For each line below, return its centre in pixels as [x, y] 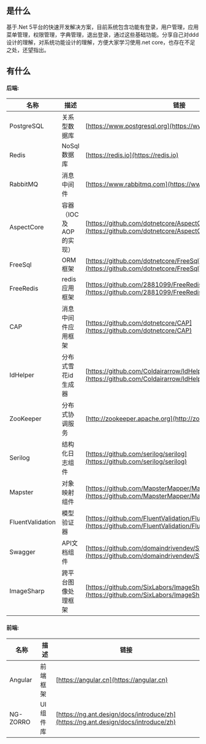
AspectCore [27, 227]
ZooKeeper [25, 419]
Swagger [22, 552]
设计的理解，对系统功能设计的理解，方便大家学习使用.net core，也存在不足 [101, 42]
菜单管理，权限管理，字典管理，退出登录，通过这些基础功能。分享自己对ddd [103, 34]
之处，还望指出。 [28, 50]
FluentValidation [33, 522]
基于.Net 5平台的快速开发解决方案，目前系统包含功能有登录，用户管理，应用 [103, 27]
